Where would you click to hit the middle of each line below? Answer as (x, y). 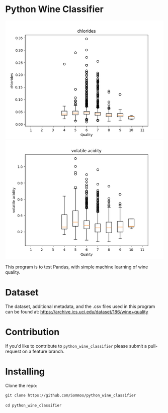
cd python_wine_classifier (33, 405)
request (13, 351)
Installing (25, 372)
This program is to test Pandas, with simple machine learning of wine (77, 267)
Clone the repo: (21, 385)
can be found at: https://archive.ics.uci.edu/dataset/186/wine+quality (77, 312)
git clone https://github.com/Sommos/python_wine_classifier (71, 395)
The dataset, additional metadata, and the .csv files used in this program (80, 306)
